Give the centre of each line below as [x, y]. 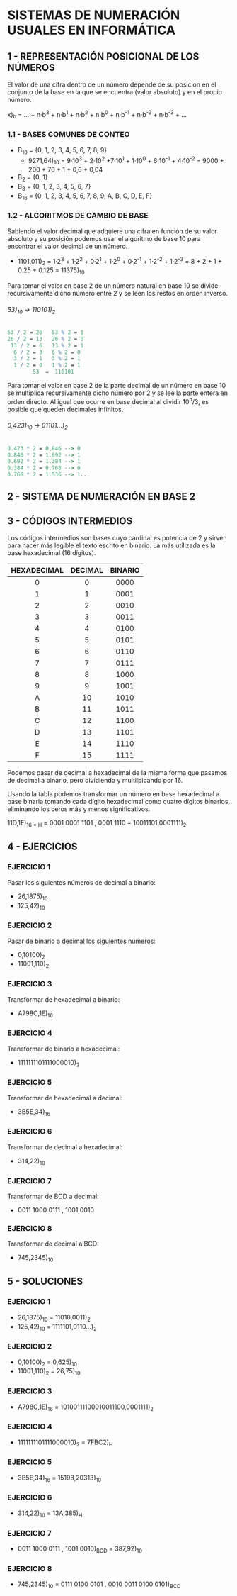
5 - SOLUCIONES [45, 1282]
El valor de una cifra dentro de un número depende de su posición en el [112, 84]
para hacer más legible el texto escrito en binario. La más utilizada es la [111, 545]
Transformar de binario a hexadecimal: [64, 1049]
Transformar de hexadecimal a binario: [64, 999]
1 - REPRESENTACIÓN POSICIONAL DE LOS [103, 56]
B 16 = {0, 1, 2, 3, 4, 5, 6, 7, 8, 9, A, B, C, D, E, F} [85, 196]
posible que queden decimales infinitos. [65, 409]
